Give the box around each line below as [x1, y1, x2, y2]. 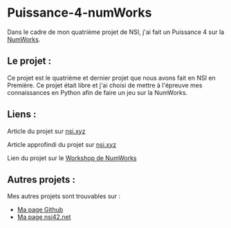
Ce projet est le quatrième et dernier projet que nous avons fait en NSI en [7, 73, 216, 82]
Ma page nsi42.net [17, 213, 71, 221]
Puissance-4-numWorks [7, 5, 152, 21]
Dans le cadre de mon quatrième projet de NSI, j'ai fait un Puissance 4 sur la [7, 28, 225, 36]
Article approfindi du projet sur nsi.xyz [7, 140, 116, 148]
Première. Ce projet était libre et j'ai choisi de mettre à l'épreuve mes [7, 81, 203, 89]
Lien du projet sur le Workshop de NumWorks [7, 154, 137, 162]
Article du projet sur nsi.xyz [7, 127, 86, 135]
